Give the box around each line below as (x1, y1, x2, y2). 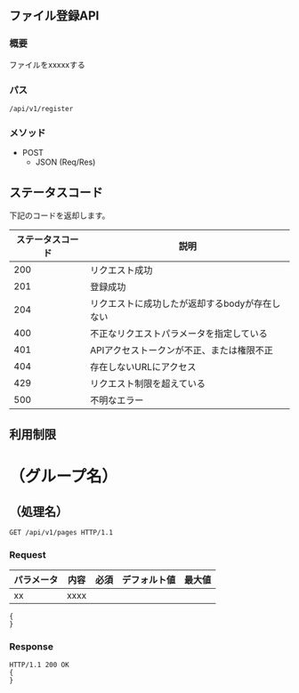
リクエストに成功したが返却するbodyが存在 (90, 297, 272, 310)
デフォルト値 (121, 573, 176, 585)
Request (9, 549, 46, 561)
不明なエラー (90, 394, 144, 407)
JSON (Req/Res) (35, 157, 96, 167)
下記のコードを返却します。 (9, 210, 110, 221)
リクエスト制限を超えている (90, 377, 206, 390)
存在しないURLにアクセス (90, 361, 197, 374)
